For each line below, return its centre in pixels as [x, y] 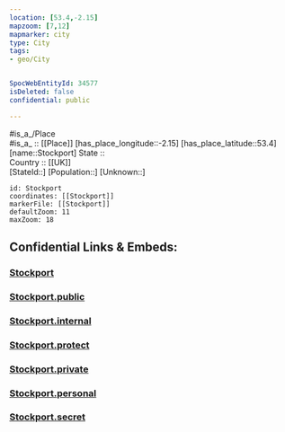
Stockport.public [47, 296]
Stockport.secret [48, 417]
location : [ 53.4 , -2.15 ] [54, 18]
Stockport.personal [53, 393]
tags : [19, 51]
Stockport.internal [50, 321]
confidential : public [50, 100]
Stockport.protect [49, 345]
